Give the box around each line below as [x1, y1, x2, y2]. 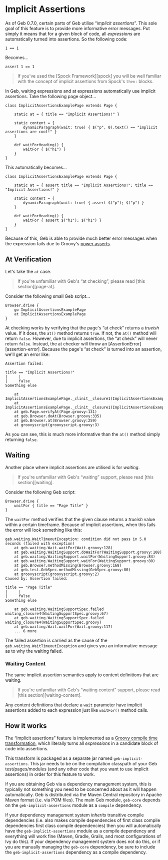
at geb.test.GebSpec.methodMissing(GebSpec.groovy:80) [14, 567, 131, 572]
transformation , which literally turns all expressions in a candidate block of [5, 740, 158, 746]
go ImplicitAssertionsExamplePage [14, 307, 86, 312]
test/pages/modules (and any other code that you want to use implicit [5, 766, 149, 772]
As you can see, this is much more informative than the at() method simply [5, 431, 160, 437]
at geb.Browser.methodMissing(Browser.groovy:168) [14, 563, 122, 568]
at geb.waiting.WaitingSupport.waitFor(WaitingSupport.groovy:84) [14, 554, 155, 559]
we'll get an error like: [5, 351, 50, 357]
